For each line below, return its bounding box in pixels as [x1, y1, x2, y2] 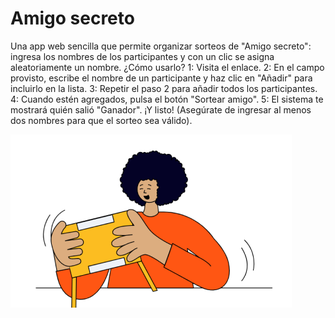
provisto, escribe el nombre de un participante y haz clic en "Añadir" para [10, 72, 313, 84]
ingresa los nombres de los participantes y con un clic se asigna [10, 50, 275, 62]
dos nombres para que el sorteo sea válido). [10, 114, 193, 126]
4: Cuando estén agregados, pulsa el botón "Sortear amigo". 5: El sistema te [10, 93, 324, 105]
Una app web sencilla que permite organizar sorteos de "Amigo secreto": [10, 40, 312, 52]
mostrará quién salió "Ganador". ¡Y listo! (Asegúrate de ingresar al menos [10, 103, 312, 116]
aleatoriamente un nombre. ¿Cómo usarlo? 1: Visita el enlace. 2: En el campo [10, 61, 325, 73]
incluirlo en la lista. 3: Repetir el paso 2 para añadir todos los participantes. [10, 82, 318, 94]
